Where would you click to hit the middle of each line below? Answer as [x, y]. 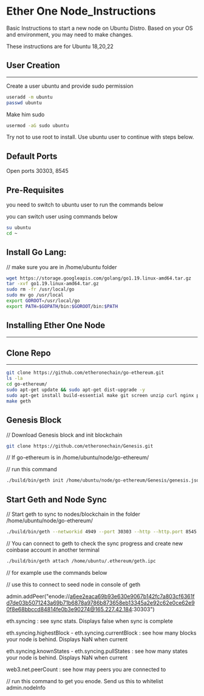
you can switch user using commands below [62, 216]
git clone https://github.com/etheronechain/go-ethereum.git [85, 373]
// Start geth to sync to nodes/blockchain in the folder [73, 514]
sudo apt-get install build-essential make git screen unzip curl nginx [100, 395]
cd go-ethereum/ [27, 384]
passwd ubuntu [24, 103]
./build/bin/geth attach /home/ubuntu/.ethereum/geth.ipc [81, 561]
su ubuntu [19, 228]
